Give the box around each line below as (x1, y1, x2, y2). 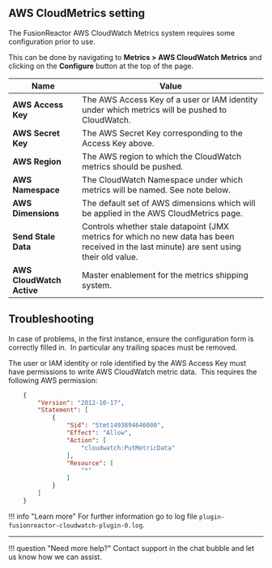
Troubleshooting (8, 312, 95, 326)
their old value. (82, 251, 138, 262)
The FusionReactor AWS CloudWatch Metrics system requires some (8, 28, 236, 37)
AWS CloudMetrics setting (8, 6, 146, 20)
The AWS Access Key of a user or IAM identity (82, 93, 258, 105)
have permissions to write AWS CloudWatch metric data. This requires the (8, 367, 257, 377)
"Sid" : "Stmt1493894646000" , (66, 421, 164, 429)
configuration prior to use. (8, 37, 96, 46)
